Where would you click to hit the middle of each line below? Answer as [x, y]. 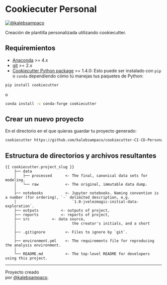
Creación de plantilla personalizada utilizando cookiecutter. [66, 32]
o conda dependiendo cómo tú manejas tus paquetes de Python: [78, 76]
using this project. [27, 258]
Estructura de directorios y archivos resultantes [81, 156]
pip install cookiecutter [32, 85]
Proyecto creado [22, 272]
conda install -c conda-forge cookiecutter [51, 104]
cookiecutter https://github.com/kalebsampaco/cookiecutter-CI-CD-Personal [85, 140]
